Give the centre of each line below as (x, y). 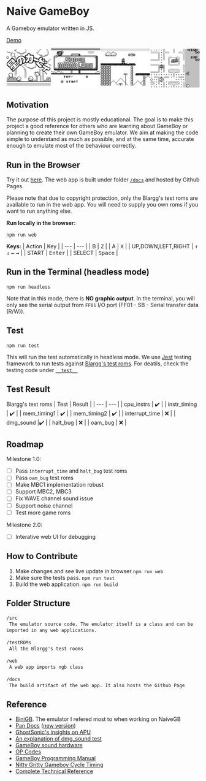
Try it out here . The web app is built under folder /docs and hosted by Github (103, 180)
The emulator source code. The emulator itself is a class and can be (101, 624)
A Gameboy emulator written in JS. (51, 28)
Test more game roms (43, 512)
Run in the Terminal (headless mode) (78, 272)
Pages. (15, 186)
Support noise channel (44, 505)
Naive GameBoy (48, 11)
